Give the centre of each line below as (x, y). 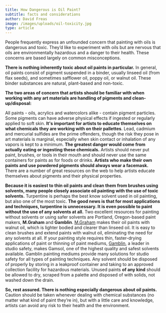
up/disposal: (19, 103)
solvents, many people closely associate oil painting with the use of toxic (82, 191)
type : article (20, 28)
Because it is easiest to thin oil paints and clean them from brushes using (82, 185)
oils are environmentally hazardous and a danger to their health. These (77, 53)
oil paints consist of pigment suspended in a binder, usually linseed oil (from (83, 73)
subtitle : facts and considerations (43, 14)
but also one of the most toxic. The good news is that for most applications (83, 201)
